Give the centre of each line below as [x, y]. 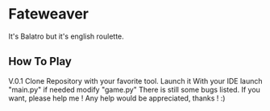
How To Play [40, 62]
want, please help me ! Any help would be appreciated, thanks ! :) [117, 98]
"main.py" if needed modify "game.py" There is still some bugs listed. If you [134, 89]
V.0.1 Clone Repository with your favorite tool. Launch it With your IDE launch [136, 80]
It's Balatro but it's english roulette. [66, 36]
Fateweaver [49, 14]
